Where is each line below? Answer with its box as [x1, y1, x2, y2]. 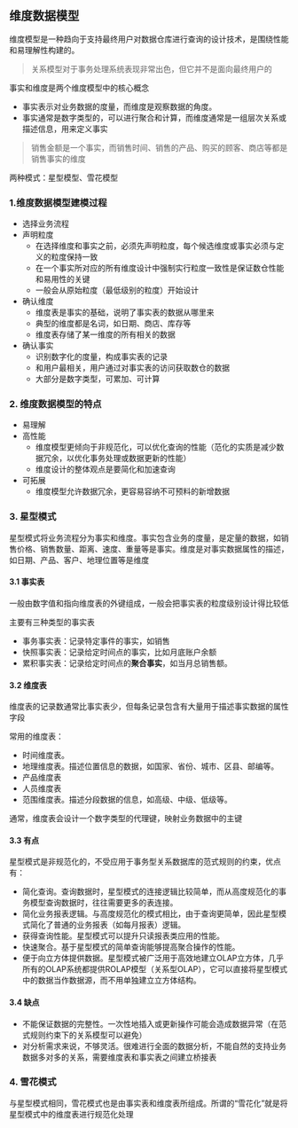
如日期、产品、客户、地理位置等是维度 [9, 554, 149, 565]
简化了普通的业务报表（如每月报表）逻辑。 [29, 920, 186, 930]
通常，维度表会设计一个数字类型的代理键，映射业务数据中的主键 [9, 813, 242, 824]
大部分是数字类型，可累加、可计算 [35, 373, 161, 384]
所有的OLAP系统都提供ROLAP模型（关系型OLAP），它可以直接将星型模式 [21, 964, 288, 975]
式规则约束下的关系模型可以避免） [21, 1030, 147, 1040]
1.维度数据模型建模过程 [9, 196, 108, 208]
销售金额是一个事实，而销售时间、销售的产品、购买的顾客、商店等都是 [30, 142, 288, 153]
